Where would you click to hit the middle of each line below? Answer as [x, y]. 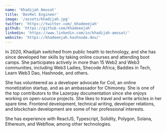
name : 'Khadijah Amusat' [31, 10]
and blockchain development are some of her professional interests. [75, 109]
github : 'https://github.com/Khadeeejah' [49, 28]
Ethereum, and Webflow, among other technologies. [58, 124]
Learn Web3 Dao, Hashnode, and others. [47, 73]
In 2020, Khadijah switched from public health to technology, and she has [81, 52]
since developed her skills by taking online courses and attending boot [78, 57]
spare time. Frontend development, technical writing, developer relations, [80, 104]
